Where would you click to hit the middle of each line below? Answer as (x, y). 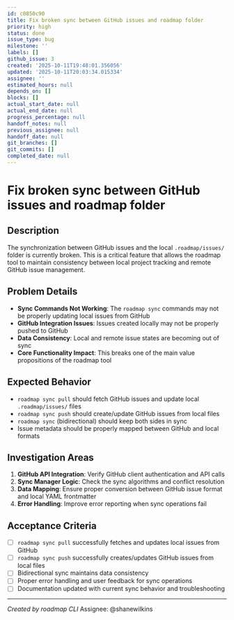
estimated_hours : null (40, 85)
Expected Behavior (49, 382)
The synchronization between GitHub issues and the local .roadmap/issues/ (116, 247)
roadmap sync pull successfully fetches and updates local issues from (118, 543)
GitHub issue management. (46, 269)
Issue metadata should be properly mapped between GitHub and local (118, 428)
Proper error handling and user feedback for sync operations (105, 581)
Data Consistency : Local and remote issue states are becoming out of (118, 337)
